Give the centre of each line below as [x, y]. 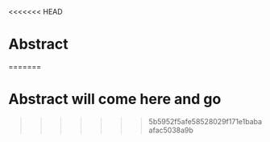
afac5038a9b [171, 130]
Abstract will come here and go [115, 99]
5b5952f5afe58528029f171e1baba [206, 121]
